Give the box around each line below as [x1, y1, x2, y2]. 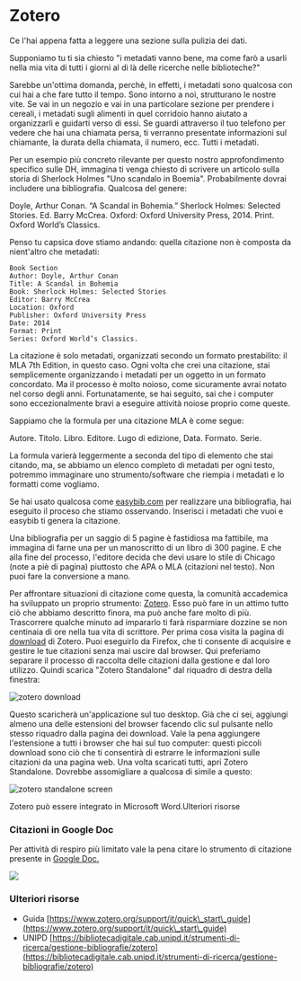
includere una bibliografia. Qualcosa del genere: [9, 182, 187, 193]
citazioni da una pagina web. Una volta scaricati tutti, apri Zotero [9, 756, 249, 767]
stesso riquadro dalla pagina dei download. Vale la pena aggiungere [9, 728, 261, 738]
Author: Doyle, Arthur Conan [9, 271, 119, 280]
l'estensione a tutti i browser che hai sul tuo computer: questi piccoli [9, 738, 262, 748]
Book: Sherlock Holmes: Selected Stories [9, 287, 167, 296]
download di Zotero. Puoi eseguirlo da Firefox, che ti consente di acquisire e [9, 635, 292, 647]
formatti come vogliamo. [9, 478, 100, 490]
